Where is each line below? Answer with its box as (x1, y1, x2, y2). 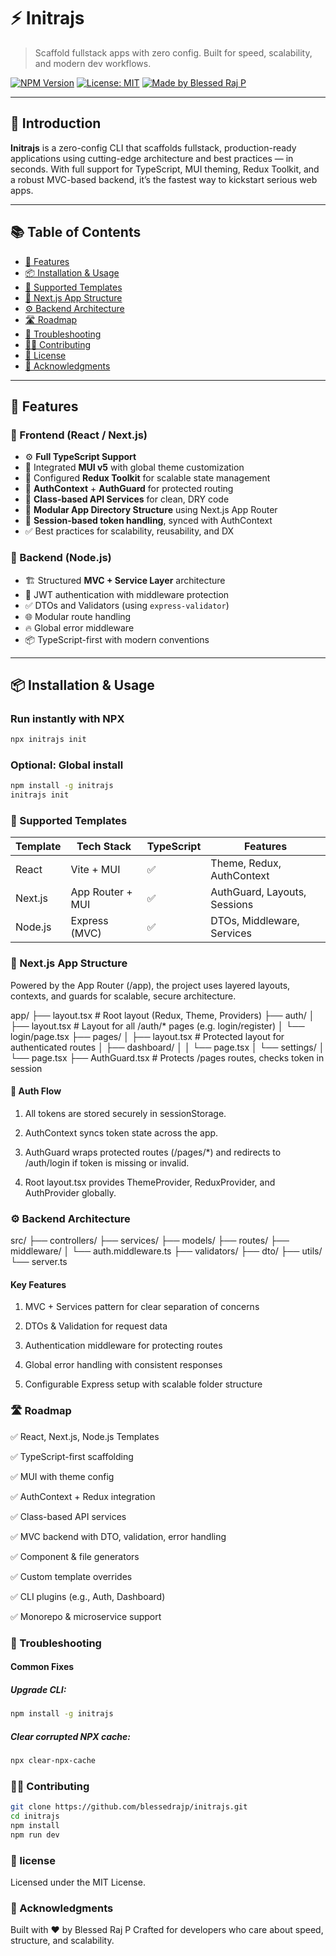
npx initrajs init (10, 735, 87, 745)
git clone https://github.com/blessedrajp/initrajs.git (10, 1802, 248, 1812)
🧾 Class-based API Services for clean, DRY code (24, 493, 230, 505)
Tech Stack (76, 840, 132, 854)
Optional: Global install (10, 758, 124, 772)
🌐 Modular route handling (24, 610, 132, 622)
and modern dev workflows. (34, 57, 152, 69)
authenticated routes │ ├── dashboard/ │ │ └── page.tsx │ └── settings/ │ (10, 1041, 325, 1053)
